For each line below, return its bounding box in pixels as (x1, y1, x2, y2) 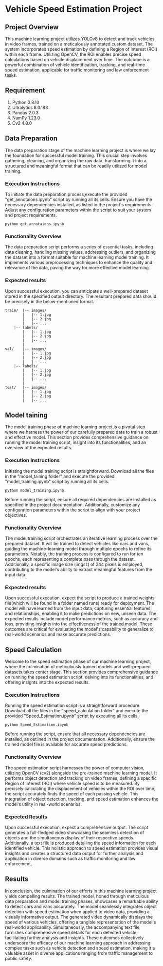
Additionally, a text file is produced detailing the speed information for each (5, 840, 156, 846)
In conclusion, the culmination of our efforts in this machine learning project (5, 888, 157, 894)
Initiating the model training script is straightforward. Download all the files (5, 468, 154, 474)
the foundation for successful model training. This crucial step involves (5, 153, 147, 158)
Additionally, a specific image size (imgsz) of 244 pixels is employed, (5, 561, 144, 567)
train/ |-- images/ (5, 308, 47, 313)
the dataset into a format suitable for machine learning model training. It (5, 254, 149, 260)
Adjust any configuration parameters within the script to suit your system (5, 207, 151, 213)
